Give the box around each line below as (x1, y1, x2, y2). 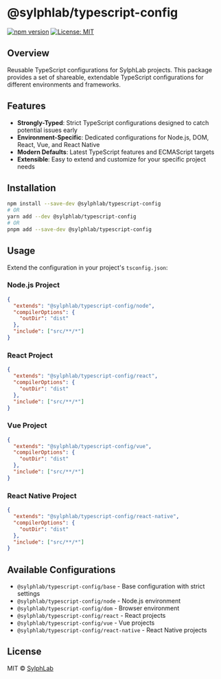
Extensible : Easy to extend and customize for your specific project (16, 155, 207, 163)
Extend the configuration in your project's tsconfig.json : (7, 263, 168, 271)
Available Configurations (7, 564, 116, 575)
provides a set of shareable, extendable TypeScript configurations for (7, 73, 204, 81)
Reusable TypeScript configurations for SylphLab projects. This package (7, 65, 213, 74)
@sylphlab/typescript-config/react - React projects (16, 612, 166, 620)
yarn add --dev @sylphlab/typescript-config (7, 213, 137, 221)
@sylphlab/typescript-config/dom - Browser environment (16, 604, 180, 612)
